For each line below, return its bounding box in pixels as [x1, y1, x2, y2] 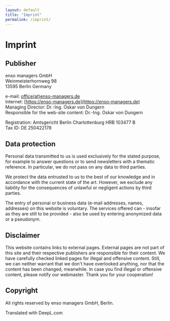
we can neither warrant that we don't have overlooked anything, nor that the [5, 261, 165, 266]
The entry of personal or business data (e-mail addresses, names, [5, 200, 144, 206]
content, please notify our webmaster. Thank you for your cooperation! [5, 272, 154, 278]
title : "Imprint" [5, 12, 42, 17]
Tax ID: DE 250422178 [5, 125, 52, 131]
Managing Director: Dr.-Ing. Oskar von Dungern [5, 104, 105, 110]
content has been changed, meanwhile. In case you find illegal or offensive [5, 266, 162, 272]
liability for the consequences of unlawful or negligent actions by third [5, 184, 152, 191]
